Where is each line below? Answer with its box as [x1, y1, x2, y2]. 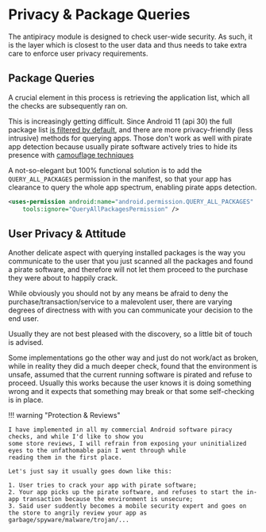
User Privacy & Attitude [8, 227, 126, 240]
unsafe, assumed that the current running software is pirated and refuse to [8, 370, 253, 380]
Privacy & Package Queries [8, 6, 191, 24]
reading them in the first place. [8, 454, 123, 461]
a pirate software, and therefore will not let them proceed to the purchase [8, 265, 249, 274]
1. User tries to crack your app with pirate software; [8, 481, 197, 489]
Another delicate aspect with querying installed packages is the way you [8, 248, 246, 258]
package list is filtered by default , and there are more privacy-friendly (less [8, 124, 253, 134]
